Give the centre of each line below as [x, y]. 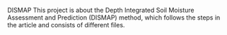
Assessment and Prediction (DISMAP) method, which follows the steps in [114, 17]
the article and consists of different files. [66, 25]
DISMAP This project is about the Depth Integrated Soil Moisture [101, 10]
